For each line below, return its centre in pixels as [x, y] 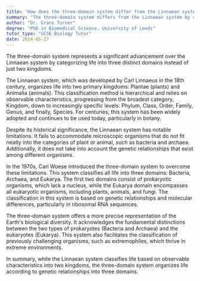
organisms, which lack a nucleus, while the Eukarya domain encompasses [97, 185]
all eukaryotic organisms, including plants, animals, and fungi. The [87, 192]
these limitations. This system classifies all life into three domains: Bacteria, [99, 173]
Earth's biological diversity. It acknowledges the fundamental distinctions [96, 222]
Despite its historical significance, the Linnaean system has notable [89, 130]
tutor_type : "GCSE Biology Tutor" [49, 34]
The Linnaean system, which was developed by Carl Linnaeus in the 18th [95, 80]
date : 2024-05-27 [28, 39]
